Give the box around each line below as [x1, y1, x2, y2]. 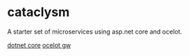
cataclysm [7, 4, 70, 20]
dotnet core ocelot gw [7, 41, 71, 49]
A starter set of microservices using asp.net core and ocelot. [7, 27, 183, 36]
